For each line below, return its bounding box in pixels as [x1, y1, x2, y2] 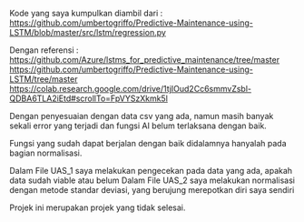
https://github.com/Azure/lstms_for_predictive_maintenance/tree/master [9, 55, 279, 65]
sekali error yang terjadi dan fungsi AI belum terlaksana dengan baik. [9, 120, 268, 131]
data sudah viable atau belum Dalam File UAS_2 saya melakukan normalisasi [9, 175, 295, 186]
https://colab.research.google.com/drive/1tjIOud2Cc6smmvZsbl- [9, 84, 252, 94]
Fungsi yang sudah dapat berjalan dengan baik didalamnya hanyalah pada [9, 138, 288, 148]
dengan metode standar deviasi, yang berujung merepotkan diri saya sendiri [9, 185, 295, 195]
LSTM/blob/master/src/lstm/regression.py [9, 27, 166, 37]
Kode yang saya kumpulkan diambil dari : [9, 8, 163, 18]
